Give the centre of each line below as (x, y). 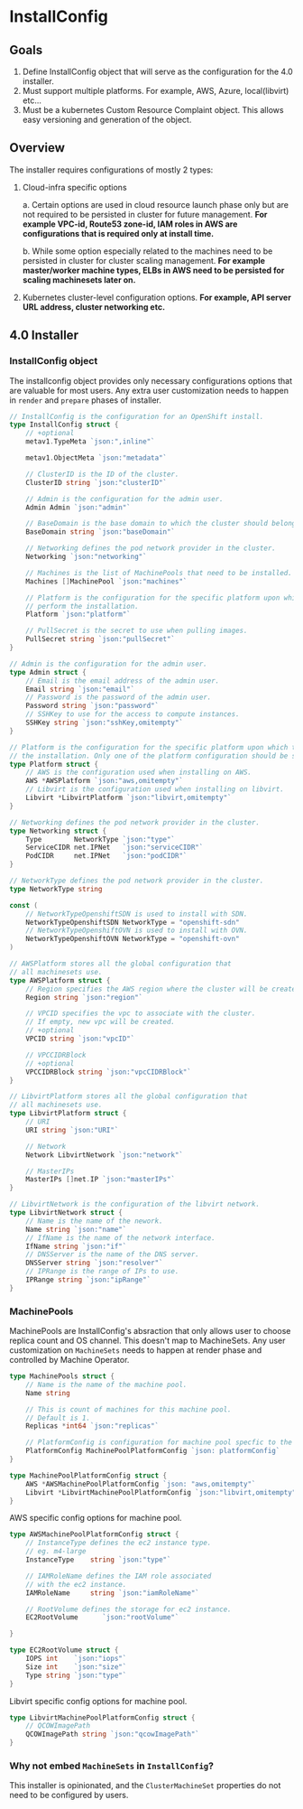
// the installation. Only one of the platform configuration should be (149, 756)
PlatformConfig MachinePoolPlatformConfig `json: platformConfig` (153, 1451)
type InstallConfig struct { (64, 425)
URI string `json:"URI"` (72, 1130)
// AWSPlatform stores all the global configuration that (120, 964)
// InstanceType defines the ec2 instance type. (119, 1543)
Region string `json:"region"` (84, 997)
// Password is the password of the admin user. (119, 697)
